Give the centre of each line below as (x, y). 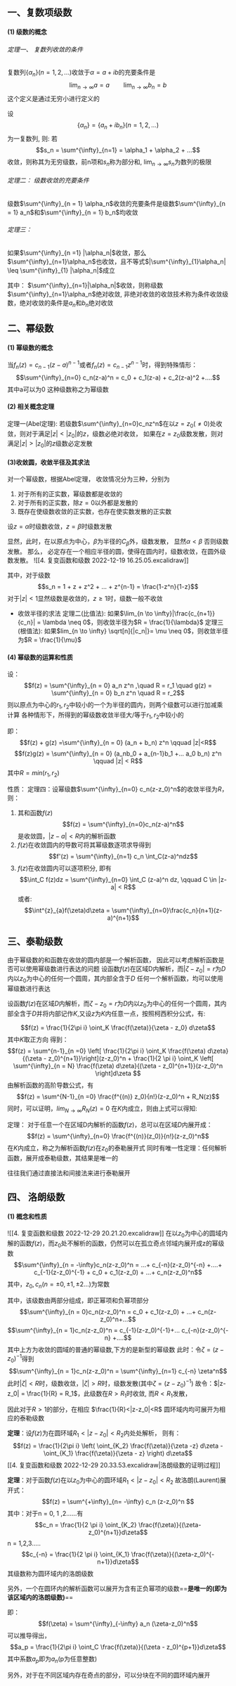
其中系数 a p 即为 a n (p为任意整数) (52, 1659)
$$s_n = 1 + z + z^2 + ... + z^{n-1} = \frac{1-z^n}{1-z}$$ (118, 587)
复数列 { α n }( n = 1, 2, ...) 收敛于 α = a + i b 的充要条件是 (81, 73)
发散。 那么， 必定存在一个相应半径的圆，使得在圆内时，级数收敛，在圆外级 (117, 552)
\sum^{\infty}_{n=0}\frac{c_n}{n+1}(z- (167, 910)
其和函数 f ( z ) (35, 812)
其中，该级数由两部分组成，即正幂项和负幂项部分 (78, 1300)
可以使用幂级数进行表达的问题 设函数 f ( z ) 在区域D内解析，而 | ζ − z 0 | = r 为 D (119, 970)
